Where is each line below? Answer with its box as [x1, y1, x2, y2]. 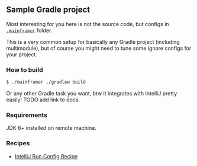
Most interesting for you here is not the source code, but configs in [6, 20, 170, 27]
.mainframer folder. [6, 27, 53, 34]
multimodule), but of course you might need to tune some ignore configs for [6, 44, 192, 52]
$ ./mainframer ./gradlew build [6, 79, 86, 85]
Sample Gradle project [6, 5, 91, 15]
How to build [6, 65, 43, 74]
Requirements [6, 111, 48, 119]
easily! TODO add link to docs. [6, 96, 80, 103]
